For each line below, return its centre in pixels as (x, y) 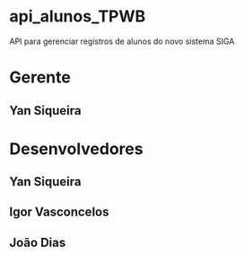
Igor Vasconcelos (59, 212)
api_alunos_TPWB (78, 17)
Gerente (40, 77)
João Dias (38, 242)
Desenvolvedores (76, 149)
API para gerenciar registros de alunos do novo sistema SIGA (122, 41)
